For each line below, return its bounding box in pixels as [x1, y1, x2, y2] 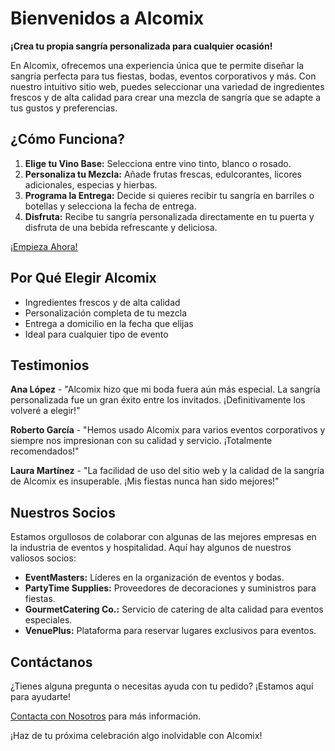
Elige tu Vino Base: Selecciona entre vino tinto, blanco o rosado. [24, 157, 292, 169]
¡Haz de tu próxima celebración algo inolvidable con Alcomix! [10, 730, 263, 741]
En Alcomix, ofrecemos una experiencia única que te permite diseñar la [10, 59, 305, 71]
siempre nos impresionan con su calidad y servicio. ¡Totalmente [10, 435, 273, 447]
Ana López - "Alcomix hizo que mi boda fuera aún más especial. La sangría [10, 383, 321, 396]
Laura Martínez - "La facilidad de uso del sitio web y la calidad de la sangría [10, 465, 325, 477]
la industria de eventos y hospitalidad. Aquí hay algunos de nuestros [10, 542, 292, 554]
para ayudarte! [10, 691, 71, 702]
